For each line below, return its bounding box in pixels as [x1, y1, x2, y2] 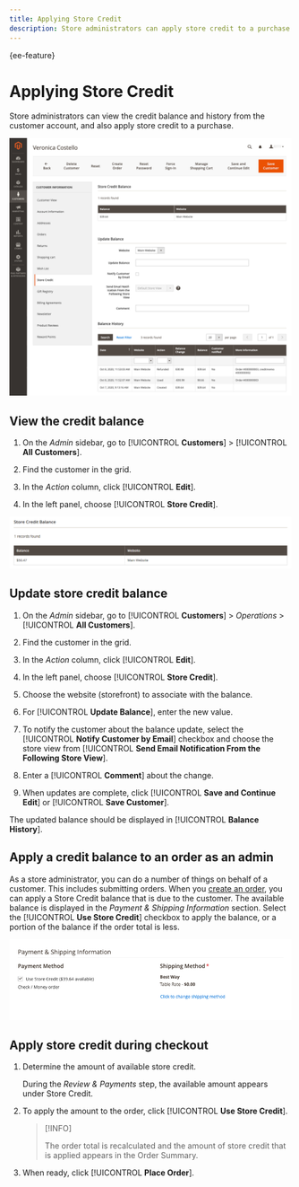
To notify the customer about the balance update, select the [21, 724, 244, 734]
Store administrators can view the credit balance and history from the [9, 110, 266, 121]
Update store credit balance [9, 586, 168, 602]
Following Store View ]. [21, 752, 108, 763]
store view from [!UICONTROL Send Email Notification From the [21, 743, 261, 753]
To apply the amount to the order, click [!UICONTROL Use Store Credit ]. [21, 1105, 288, 1117]
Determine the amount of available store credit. [21, 1061, 197, 1072]
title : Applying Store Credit [9, 14, 123, 23]
